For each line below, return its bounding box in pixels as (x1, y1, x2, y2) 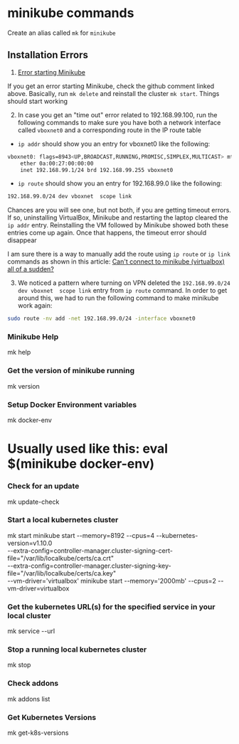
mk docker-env (7, 416, 52, 424)
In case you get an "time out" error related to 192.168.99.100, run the (17, 110, 218, 119)
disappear (7, 236, 37, 244)
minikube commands (7, 5, 134, 21)
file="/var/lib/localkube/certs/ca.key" (7, 568, 116, 577)
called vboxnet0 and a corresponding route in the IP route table (17, 126, 201, 134)
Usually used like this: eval (7, 441, 169, 457)
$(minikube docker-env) (7, 456, 155, 472)
